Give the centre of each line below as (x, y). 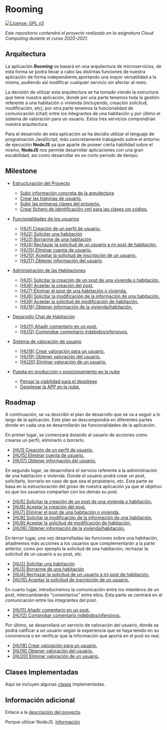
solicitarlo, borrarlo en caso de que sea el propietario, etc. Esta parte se (79, 481)
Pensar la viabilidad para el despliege (58, 381)
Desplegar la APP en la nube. (50, 386)
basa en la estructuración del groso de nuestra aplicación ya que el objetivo (83, 486)
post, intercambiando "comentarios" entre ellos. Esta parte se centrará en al (84, 595)
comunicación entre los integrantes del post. (51, 600)
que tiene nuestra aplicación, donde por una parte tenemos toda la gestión (82, 97)
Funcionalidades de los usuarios (46, 219)
